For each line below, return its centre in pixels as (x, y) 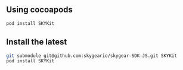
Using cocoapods (40, 10)
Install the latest (37, 42)
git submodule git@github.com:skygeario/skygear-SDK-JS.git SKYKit (92, 56)
